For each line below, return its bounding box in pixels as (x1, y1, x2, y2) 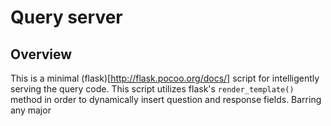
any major (10, 104, 52, 116)
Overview (10, 46, 73, 63)
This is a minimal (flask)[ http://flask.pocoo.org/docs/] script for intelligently (10, 72, 320, 84)
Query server (10, 6, 123, 29)
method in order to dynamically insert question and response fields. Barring (10, 94, 322, 105)
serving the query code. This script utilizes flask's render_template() (10, 83, 295, 95)
